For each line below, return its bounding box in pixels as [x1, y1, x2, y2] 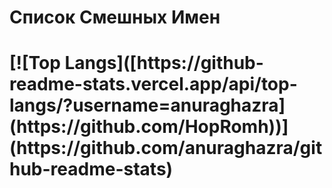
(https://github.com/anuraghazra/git [9, 137, 323, 160]
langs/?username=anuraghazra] [9, 94, 286, 117]
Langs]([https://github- [64, 52, 264, 75]
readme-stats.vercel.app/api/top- [9, 73, 298, 96]
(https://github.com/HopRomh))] [9, 116, 289, 138]
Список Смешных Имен [9, 6, 221, 29]
